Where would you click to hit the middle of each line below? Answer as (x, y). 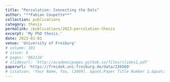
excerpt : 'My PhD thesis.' (34, 34)
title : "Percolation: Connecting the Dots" (52, 10)
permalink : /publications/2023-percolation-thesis (60, 29)
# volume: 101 (20, 48)
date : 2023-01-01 (24, 39)
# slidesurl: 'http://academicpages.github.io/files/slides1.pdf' (77, 62)
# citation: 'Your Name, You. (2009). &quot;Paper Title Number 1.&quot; (86, 72)
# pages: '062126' (25, 57)
